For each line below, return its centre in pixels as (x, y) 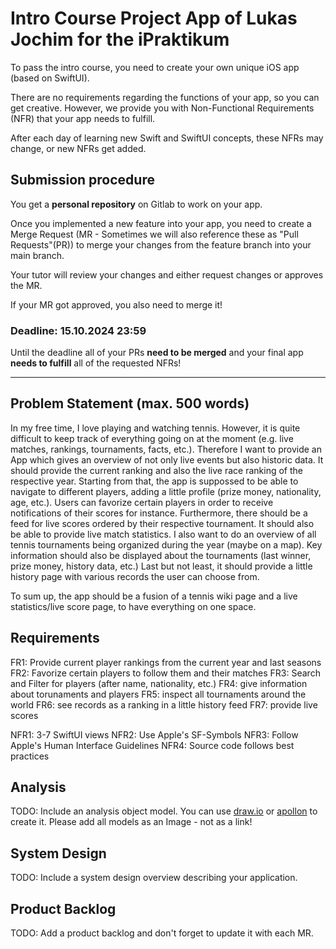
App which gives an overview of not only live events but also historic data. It (167, 459)
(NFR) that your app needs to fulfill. (83, 118)
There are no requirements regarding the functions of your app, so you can (165, 97)
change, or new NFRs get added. (78, 148)
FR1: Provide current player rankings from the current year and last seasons (166, 662)
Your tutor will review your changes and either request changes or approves (167, 274)
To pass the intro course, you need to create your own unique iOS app (155, 67)
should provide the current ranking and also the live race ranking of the (156, 470)
